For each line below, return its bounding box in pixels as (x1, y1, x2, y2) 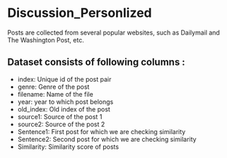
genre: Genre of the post (17, 83, 90, 91)
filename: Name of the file (17, 90, 93, 98)
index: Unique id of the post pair (17, 75, 112, 83)
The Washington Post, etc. (7, 35, 85, 44)
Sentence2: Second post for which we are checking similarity (17, 135, 197, 143)
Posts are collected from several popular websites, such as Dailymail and (7, 28, 221, 37)
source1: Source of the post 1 (17, 112, 103, 121)
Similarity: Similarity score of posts (17, 142, 119, 151)
